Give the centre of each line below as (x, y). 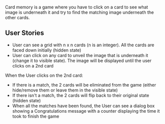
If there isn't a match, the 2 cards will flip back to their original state (81, 95)
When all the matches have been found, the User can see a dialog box (83, 106)
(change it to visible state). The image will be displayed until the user (82, 61)
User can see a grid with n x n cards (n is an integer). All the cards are (83, 45)
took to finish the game (36, 116)
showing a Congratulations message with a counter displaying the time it (86, 111)
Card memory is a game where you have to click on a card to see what (77, 7)
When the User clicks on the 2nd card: (44, 75)
